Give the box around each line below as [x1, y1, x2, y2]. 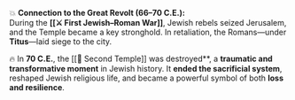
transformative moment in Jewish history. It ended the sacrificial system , [9, 64, 283, 73]
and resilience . [9, 82, 65, 92]
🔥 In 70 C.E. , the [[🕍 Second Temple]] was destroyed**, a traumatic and [9, 53, 273, 64]
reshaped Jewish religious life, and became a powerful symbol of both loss [9, 73, 284, 83]
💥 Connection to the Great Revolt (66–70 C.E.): [9, 8, 186, 18]
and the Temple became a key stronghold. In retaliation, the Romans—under [9, 27, 287, 37]
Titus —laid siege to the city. [9, 36, 113, 47]
